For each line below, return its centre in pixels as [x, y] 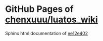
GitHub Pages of [39, 9]
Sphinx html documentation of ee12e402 [47, 33]
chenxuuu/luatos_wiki [51, 20]
